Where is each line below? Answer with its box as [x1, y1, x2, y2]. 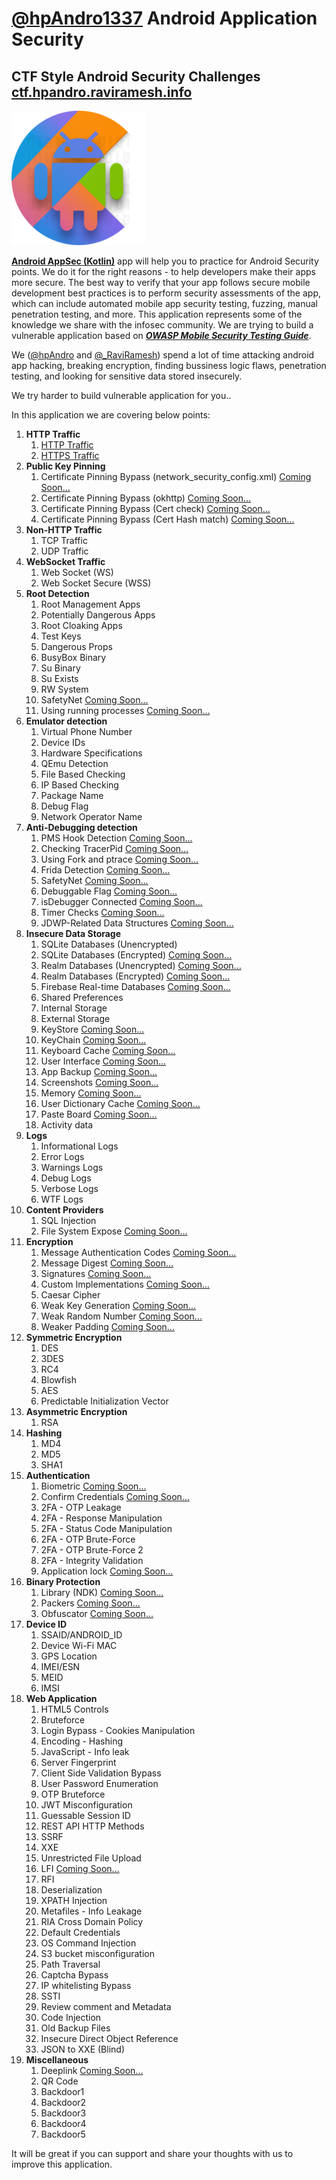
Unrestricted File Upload [40, 1852, 142, 1864]
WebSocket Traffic [25, 556, 106, 567]
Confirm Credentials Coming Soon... [40, 1491, 190, 1502]
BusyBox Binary [40, 652, 107, 663]
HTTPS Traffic [40, 450, 100, 461]
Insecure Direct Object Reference [40, 2033, 179, 2044]
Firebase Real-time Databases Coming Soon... [40, 981, 231, 992]
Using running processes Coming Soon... [40, 705, 211, 716]
